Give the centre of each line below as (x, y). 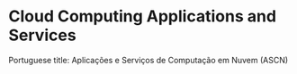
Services (43, 35)
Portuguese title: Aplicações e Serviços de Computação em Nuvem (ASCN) (148, 60)
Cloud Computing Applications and (142, 16)
